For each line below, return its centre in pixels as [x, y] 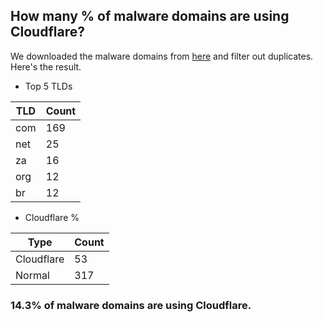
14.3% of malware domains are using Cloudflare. [131, 305]
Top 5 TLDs [48, 86]
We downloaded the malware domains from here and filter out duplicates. [162, 56]
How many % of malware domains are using [150, 16]
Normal [32, 275]
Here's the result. [46, 66]
